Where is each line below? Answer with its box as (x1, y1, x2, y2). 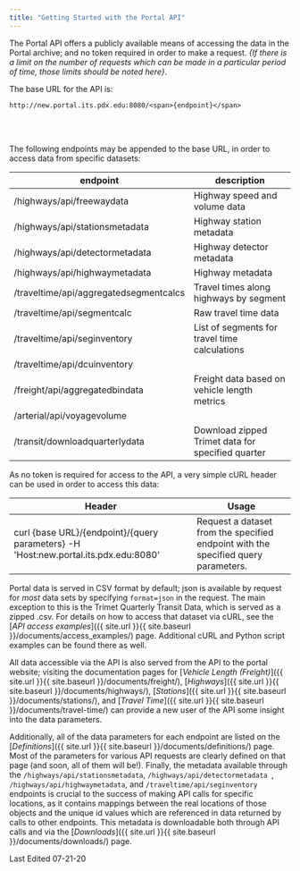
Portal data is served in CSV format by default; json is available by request (9, 582, 282, 593)
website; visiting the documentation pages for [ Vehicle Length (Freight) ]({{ (9, 666, 284, 677)
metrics (193, 394, 226, 407)
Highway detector (193, 241, 269, 253)
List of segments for (193, 321, 279, 334)
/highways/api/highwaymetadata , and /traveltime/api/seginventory (9, 779, 258, 790)
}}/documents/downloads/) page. (9, 835, 132, 846)
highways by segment (193, 292, 287, 304)
